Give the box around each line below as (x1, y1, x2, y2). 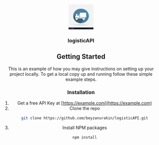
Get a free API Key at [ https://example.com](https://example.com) (17, 100, 153, 106)
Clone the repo (69, 106, 100, 112)
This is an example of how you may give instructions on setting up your (8, 66, 154, 72)
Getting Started (56, 52, 106, 61)
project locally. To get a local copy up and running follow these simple (9, 71, 153, 77)
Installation (67, 89, 95, 96)
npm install (72, 135, 97, 140)
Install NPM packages (62, 125, 107, 131)
